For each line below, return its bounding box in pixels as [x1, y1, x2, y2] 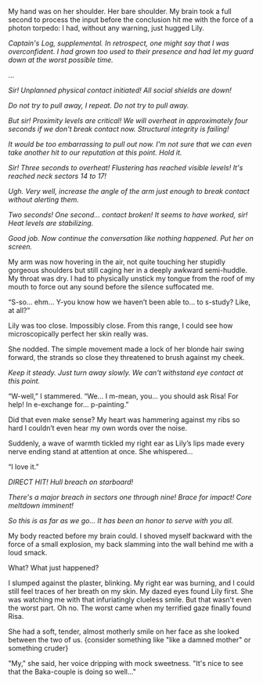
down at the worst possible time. [8, 55, 113, 64]
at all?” [8, 306, 31, 315]
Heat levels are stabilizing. [8, 219, 94, 227]
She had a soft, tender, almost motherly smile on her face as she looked [8, 627, 240, 636]
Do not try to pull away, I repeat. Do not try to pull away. [8, 101, 189, 110]
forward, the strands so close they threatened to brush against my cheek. [8, 353, 245, 362]
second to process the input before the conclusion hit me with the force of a [8, 15, 254, 24]
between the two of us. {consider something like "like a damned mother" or [8, 635, 251, 644]
